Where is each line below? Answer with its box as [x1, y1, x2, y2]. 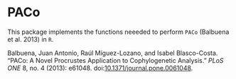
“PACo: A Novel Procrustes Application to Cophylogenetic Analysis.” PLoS [7, 56, 224, 64]
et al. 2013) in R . [7, 35, 54, 43]
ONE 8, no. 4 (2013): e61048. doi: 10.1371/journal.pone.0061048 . [7, 63, 193, 72]
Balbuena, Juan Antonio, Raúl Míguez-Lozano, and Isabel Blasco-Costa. [7, 49, 218, 57]
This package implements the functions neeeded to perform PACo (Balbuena [7, 28, 230, 36]
